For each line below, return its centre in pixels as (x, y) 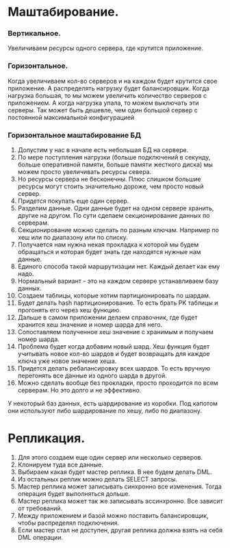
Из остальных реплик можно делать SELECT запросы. (97, 480)
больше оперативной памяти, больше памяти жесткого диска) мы (115, 164)
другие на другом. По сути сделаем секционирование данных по (114, 216)
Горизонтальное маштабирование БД (75, 135)
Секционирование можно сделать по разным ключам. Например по (118, 230)
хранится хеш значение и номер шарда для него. (90, 325)
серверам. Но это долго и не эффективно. (79, 390)
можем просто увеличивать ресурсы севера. (85, 172)
